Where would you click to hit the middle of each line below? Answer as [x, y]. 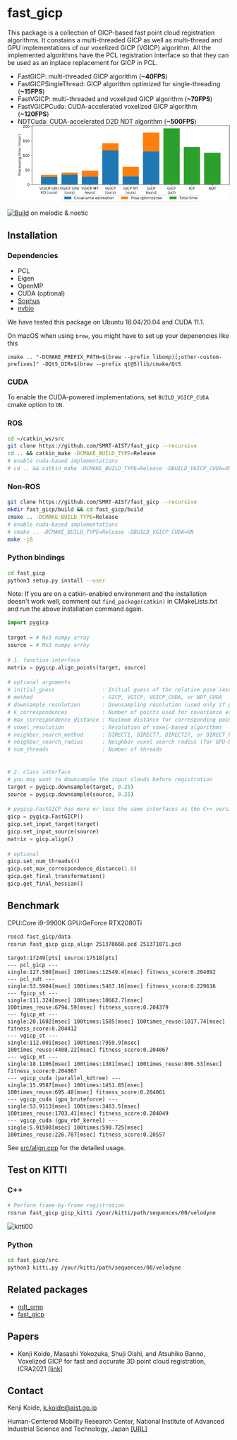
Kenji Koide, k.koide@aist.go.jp [52, 1407]
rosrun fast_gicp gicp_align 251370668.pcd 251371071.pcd [94, 944]
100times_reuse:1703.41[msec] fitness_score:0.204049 [88, 1113]
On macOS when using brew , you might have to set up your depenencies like [118, 335]
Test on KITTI [37, 1170]
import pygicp [28, 623]
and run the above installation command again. [75, 609]
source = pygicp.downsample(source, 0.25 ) [71, 794]
